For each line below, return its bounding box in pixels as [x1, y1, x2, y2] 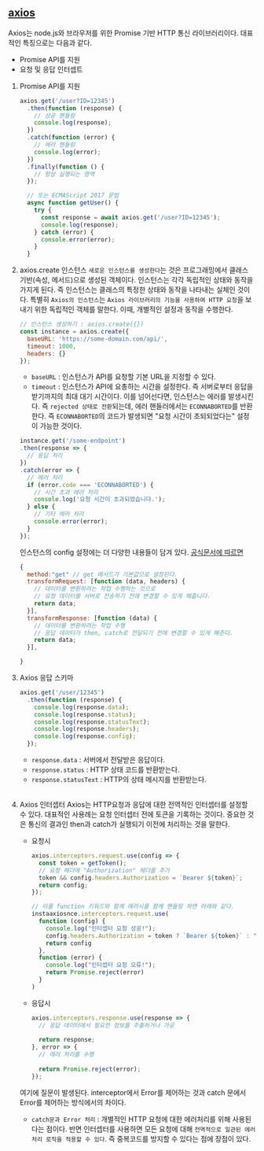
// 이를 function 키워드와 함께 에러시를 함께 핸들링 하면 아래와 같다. [31, 902, 235, 911]
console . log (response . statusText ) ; [34, 718, 151, 726]
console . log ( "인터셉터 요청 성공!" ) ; [46, 924, 156, 932]
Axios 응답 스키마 [19, 673, 74, 683]
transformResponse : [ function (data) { [27, 614, 158, 622]
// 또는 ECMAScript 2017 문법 [27, 192, 119, 200]
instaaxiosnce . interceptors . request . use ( [31, 910, 169, 918]
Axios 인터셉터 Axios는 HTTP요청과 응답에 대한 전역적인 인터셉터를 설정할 [19, 800, 248, 810]
